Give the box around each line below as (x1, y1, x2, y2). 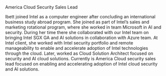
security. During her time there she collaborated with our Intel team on (5, 30, 149, 35)
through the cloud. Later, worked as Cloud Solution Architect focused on (5, 50, 154, 56)
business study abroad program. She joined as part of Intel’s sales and (5, 19, 150, 25)
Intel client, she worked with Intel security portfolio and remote (5, 40, 133, 46)
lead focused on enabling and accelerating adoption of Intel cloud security (5, 61, 158, 67)
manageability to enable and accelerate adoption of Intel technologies (5, 45, 148, 51)
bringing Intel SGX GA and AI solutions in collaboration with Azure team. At (5, 35, 158, 40)
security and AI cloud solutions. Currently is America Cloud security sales (5, 56, 156, 61)
